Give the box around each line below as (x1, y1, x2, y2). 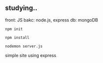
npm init (5, 27, 23, 31)
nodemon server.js (5, 44, 43, 49)
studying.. (5, 4, 38, 12)
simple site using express (5, 52, 56, 58)
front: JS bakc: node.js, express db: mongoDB (5, 17, 98, 23)
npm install (5, 35, 29, 40)
